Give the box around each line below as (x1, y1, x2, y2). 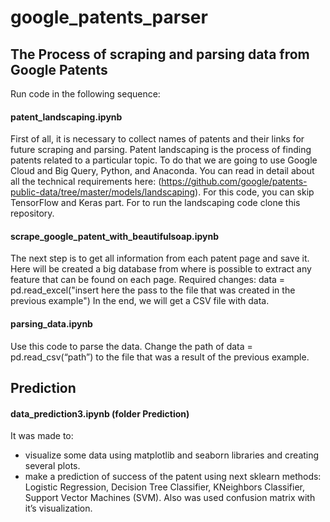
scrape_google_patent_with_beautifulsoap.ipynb (10, 230, 219, 242)
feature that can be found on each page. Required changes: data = (10, 274, 286, 286)
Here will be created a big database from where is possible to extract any (10, 263, 312, 275)
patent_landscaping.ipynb (10, 111, 123, 123)
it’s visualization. (24, 502, 93, 515)
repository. (10, 207, 55, 220)
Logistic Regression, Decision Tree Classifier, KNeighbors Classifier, (24, 481, 306, 493)
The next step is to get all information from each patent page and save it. (10, 252, 310, 265)
